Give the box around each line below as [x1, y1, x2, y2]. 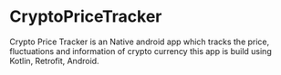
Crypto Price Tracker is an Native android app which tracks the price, [9, 36, 270, 47]
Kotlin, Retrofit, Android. [9, 55, 99, 66]
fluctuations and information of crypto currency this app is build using [9, 45, 272, 56]
